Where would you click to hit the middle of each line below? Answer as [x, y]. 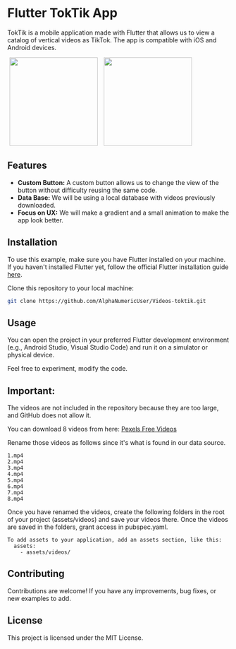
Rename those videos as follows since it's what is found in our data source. [117, 443]
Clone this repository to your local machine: [70, 288]
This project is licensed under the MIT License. [75, 638]
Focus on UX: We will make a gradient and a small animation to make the [123, 213]
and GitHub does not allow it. [49, 415]
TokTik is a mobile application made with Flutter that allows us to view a [111, 32]
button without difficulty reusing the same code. [87, 190]
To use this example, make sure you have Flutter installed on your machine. [117, 259]
